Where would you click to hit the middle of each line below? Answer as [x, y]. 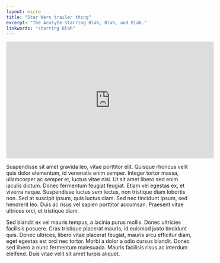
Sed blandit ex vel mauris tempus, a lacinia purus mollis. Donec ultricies [94, 222]
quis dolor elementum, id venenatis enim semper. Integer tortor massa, [93, 173]
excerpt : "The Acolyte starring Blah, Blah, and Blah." [76, 23]
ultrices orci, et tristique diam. [43, 211]
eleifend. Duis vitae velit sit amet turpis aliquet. [63, 254]
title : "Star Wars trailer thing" [49, 17]
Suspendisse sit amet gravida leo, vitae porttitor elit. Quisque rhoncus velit [97, 167]
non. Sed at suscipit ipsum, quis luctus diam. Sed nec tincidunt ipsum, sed [97, 198]
